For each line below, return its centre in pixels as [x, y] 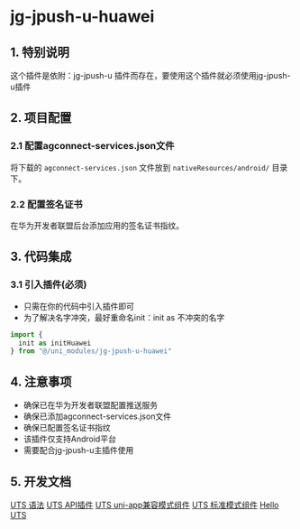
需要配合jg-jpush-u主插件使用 [78, 450]
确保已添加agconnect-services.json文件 [97, 416]
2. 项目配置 [41, 118]
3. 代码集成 [41, 257]
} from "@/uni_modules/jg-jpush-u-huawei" [91, 351]
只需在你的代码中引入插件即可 [78, 306]
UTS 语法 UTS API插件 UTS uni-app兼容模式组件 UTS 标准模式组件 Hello [145, 505]
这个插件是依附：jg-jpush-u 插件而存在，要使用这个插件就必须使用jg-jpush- [150, 75]
